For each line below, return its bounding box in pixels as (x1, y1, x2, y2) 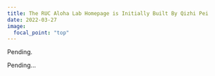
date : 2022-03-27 (7, 16, 57, 23)
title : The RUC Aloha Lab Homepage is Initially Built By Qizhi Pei (7, 10, 209, 17)
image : (7, 23, 26, 29)
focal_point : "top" (13, 29, 70, 36)
